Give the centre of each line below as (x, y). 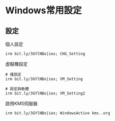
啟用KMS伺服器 (22, 103)
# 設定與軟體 (17, 89)
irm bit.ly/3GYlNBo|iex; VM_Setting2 (45, 93)
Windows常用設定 (44, 10)
